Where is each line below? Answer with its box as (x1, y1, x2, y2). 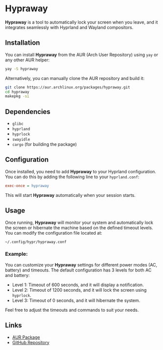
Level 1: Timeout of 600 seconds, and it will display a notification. (12, 282, 144, 288)
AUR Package (12, 334, 40, 340)
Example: (5, 251, 28, 258)
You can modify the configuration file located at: (5, 230, 103, 236)
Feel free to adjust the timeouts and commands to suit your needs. (5, 307, 139, 313)
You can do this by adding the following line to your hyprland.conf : (5, 174, 140, 180)
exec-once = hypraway (5, 183, 49, 188)
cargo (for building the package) (12, 141, 77, 147)
